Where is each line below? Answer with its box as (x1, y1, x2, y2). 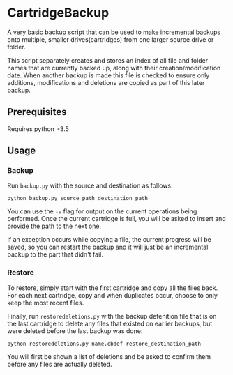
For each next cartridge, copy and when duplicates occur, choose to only (7, 291, 218, 299)
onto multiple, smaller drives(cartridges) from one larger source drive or (7, 35, 214, 43)
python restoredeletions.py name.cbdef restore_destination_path (7, 340, 201, 347)
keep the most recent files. (7, 298, 84, 307)
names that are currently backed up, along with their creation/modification (7, 63, 221, 72)
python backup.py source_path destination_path (7, 195, 149, 202)
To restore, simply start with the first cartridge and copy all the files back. (7, 284, 218, 292)
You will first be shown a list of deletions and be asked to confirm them (7, 352, 211, 360)
